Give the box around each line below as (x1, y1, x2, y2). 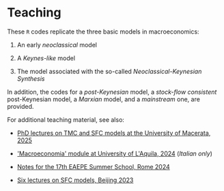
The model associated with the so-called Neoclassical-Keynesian (16, 67, 202, 75)
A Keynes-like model (16, 53, 76, 62)
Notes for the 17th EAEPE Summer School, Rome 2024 (16, 162, 171, 170)
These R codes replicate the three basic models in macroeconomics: (7, 27, 199, 36)
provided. (7, 102, 34, 110)
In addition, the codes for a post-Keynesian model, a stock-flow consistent (7, 88, 217, 96)
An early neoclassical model (16, 40, 98, 49)
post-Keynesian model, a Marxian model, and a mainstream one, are (7, 94, 200, 103)
